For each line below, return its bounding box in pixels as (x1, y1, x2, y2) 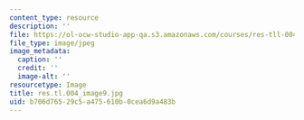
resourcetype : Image (9, 80, 88, 89)
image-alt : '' (17, 72, 71, 81)
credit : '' (17, 64, 59, 73)
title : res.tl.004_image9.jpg (9, 88, 124, 97)
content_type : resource (9, 13, 100, 23)
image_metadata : (9, 47, 71, 56)
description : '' (9, 22, 71, 31)
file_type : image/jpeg (9, 38, 95, 48)
